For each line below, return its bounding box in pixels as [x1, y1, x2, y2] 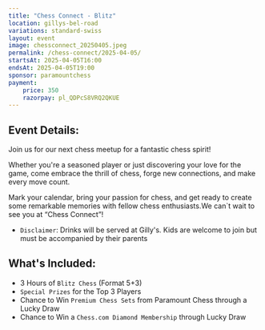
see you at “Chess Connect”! [8, 210, 104, 219]
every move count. [8, 177, 70, 187]
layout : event [8, 34, 56, 42]
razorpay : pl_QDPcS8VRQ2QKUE [22, 94, 120, 102]
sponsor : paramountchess [8, 71, 91, 79]
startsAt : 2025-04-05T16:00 [8, 57, 102, 65]
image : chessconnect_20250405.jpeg [8, 42, 127, 50]
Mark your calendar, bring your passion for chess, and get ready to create [8, 193, 252, 203]
